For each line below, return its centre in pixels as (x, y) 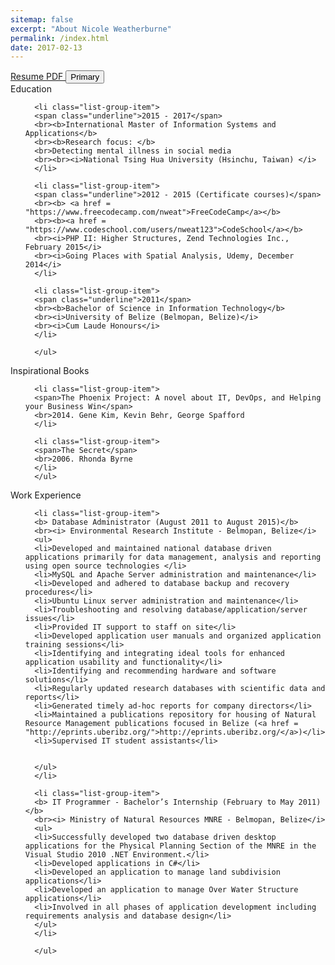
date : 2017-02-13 (46, 47)
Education (31, 89)
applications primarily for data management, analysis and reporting (173, 557)
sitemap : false (42, 19)
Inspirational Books (50, 371)
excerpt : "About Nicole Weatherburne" (91, 29)
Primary (85, 77)
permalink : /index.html (60, 38)
